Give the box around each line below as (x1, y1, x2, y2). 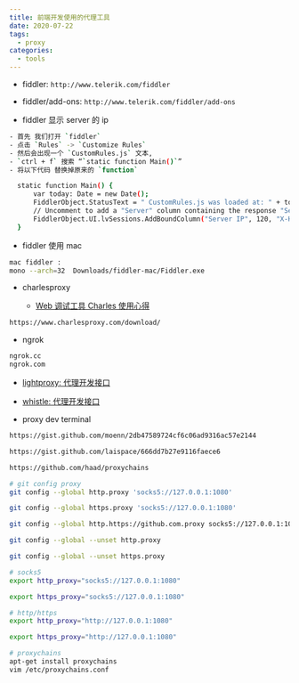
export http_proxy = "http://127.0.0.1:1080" (9, 616, 174, 626)
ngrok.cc (9, 352, 42, 361)
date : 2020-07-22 (9, 21, 74, 30)
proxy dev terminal (21, 414, 92, 424)
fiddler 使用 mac (21, 240, 83, 250)
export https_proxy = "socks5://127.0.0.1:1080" (9, 592, 185, 601)
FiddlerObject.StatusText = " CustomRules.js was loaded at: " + (32, 198, 280, 207)
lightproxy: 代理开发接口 (21, 378, 111, 387)
